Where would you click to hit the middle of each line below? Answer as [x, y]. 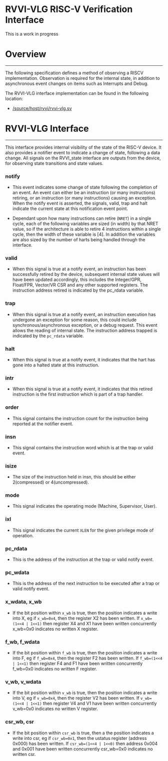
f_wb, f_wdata [22, 642]
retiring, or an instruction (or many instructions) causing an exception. [84, 198]
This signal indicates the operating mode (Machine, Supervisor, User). [84, 506]
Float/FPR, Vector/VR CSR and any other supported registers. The [80, 285]
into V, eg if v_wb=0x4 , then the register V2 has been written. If [76, 698]
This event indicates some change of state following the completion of [85, 187]
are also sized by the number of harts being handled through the [79, 240]
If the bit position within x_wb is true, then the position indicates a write [85, 613]
